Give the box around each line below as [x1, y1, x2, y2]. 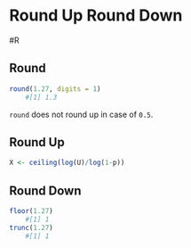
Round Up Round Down [9, 5, 183, 26]
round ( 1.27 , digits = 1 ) [9, 84, 101, 94]
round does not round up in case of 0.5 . [9, 109, 154, 120]
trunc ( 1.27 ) [9, 223, 53, 232]
